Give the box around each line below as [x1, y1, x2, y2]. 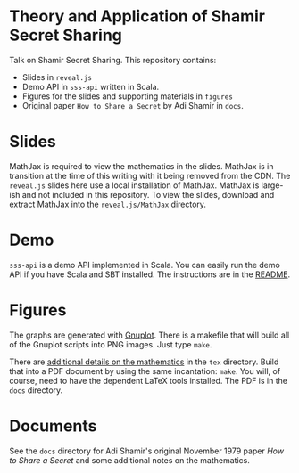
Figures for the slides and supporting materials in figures [21, 91, 234, 102]
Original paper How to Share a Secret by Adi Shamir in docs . [21, 100, 244, 110]
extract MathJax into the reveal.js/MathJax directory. [9, 199, 207, 209]
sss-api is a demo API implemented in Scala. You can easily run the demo [9, 259, 281, 270]
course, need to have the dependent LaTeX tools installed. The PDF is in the [9, 375, 288, 386]
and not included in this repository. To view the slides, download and [21, 189, 275, 200]
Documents [9, 416, 97, 436]
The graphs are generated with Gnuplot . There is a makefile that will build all [9, 330, 290, 340]
